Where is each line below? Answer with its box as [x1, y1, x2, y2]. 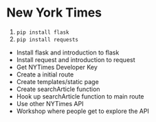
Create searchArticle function [16, 85, 100, 93]
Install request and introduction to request [16, 55, 135, 63]
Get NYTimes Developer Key [16, 63, 98, 71]
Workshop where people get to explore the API [16, 107, 149, 115]
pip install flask [16, 29, 69, 36]
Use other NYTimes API [16, 99, 84, 108]
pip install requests [16, 36, 78, 43]
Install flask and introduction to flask [16, 48, 120, 57]
